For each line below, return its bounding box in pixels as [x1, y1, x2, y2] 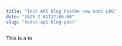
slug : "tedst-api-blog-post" [6, 19, 77, 25]
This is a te [6, 35, 33, 42]
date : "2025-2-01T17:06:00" [6, 14, 75, 20]
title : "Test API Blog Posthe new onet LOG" [6, 8, 117, 14]
